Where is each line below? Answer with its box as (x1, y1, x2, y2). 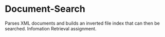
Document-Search (5, 3, 86, 15)
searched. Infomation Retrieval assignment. (5, 25, 97, 31)
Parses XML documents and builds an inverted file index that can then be (5, 20, 160, 26)
